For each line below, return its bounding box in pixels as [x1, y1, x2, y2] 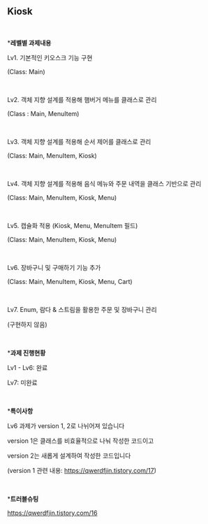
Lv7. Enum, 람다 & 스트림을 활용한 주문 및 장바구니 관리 [7, 305, 157, 313]
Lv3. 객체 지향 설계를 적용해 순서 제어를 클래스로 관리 [7, 137, 151, 146]
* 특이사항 [7, 406, 34, 415]
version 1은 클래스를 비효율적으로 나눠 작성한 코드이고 [7, 437, 154, 445]
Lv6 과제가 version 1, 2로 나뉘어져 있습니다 [7, 421, 125, 430]
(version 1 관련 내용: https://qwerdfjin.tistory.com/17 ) [7, 466, 157, 474]
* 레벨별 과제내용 [7, 38, 52, 47]
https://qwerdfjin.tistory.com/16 [7, 509, 98, 517]
